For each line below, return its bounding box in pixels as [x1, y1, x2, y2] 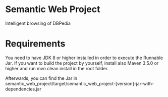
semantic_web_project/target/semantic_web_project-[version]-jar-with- [5, 80, 154, 86]
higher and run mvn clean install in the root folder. [5, 65, 109, 71]
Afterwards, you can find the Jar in [5, 75, 78, 81]
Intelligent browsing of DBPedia [5, 20, 71, 26]
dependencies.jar [5, 86, 42, 92]
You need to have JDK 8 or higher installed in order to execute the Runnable [5, 55, 163, 61]
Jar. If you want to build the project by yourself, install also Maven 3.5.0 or [5, 60, 159, 66]
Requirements [5, 38, 66, 50]
